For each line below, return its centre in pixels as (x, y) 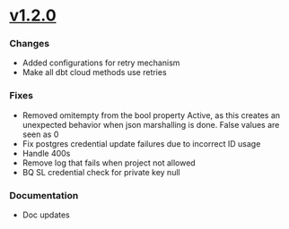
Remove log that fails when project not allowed (109, 163)
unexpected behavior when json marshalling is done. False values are (151, 124)
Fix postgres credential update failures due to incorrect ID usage (141, 143)
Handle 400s (46, 153)
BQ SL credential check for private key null (101, 172)
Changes (30, 44)
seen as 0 (40, 134)
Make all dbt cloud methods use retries (95, 72)
